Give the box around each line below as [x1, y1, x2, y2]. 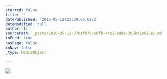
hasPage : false [5, 41, 38, 46]
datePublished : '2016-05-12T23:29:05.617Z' [5, 17, 99, 22]
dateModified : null [5, 21, 47, 27]
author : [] [5, 26, 28, 31]
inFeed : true [5, 36, 33, 41]
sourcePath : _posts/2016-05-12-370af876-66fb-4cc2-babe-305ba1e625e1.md [5, 31, 162, 36]
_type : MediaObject [5, 50, 47, 55]
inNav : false [5, 45, 33, 50]
